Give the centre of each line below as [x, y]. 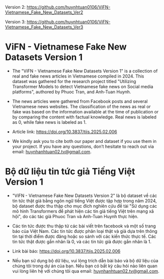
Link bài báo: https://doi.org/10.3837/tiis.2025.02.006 [66, 251]
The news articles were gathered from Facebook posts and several [80, 101]
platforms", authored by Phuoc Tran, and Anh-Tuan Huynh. [71, 92]
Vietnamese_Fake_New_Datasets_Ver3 [44, 27]
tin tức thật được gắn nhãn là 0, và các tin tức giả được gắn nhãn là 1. [82, 241]
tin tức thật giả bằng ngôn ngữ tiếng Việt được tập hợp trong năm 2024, [84, 200]
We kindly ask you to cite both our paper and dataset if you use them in [84, 141]
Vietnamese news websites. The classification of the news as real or [82, 106]
